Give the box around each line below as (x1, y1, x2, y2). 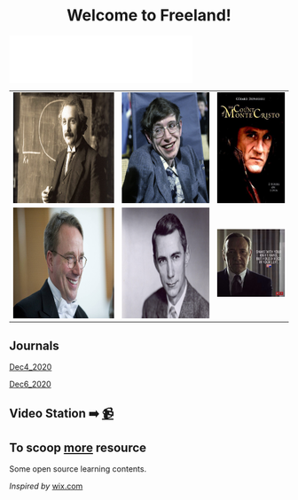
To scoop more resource (9, 441, 147, 456)
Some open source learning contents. (9, 464, 147, 474)
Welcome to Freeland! (66, 5, 232, 26)
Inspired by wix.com (9, 480, 83, 492)
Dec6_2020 (9, 379, 51, 390)
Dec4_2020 (9, 362, 52, 372)
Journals (9, 338, 59, 353)
